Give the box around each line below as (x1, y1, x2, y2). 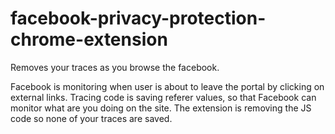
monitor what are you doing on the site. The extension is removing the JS (10, 102, 312, 114)
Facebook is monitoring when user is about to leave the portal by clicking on (10, 80, 325, 92)
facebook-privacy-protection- (10, 7, 267, 30)
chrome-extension (10, 28, 168, 51)
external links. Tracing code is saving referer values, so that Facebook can (10, 91, 317, 103)
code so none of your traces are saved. (10, 112, 173, 124)
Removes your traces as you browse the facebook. (10, 61, 220, 73)
